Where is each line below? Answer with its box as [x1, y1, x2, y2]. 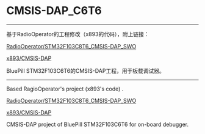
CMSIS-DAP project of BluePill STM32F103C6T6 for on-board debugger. [6, 121, 189, 128]
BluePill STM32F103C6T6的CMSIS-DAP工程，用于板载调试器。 [6, 67, 165, 74]
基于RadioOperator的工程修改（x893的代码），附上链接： [6, 30, 149, 37]
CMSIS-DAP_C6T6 [6, 4, 102, 18]
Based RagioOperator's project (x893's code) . [6, 85, 124, 92]
